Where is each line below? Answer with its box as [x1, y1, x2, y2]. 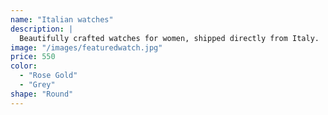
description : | [10, 24, 74, 34]
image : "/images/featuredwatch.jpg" [10, 42, 163, 53]
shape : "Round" [10, 89, 74, 99]
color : [10, 61, 38, 71]
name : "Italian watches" [10, 14, 114, 25]
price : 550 [10, 52, 56, 62]
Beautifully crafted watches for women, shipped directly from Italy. [19, 33, 320, 43]
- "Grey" [19, 80, 56, 90]
